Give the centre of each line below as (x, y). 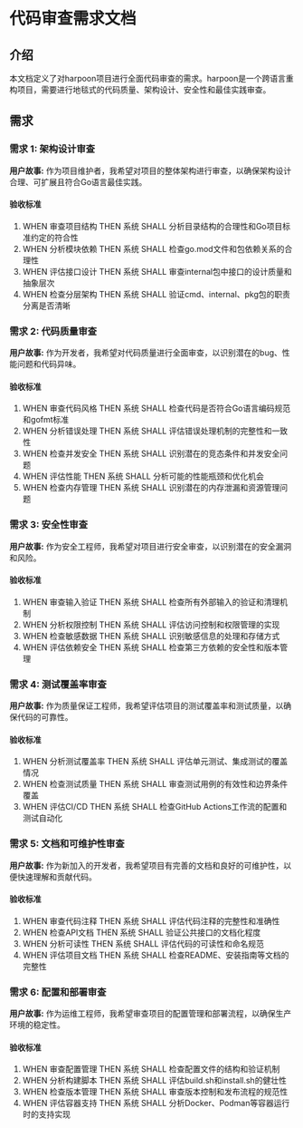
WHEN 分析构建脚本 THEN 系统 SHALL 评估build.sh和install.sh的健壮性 (154, 1081)
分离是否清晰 (46, 306)
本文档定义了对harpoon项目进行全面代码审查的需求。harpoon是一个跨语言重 (151, 78)
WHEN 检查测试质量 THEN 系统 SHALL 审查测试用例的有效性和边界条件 (155, 784)
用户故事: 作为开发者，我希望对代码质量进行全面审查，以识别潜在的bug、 (146, 353)
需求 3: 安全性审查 (49, 525)
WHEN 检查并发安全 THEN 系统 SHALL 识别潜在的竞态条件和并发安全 (151, 453)
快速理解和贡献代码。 (57, 877)
